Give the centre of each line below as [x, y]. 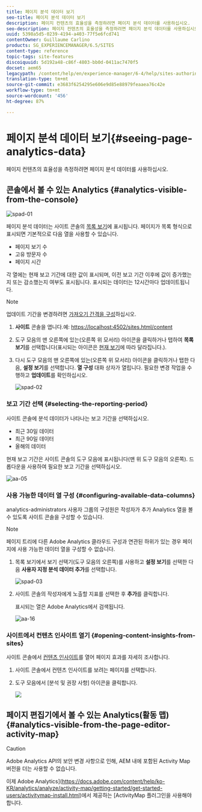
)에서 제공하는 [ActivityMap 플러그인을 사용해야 [136, 795]
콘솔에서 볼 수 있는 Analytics [57, 189]
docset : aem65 [24, 68]
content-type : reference [37, 51]
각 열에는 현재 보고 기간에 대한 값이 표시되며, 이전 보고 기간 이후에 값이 [89, 275]
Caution [16, 749]
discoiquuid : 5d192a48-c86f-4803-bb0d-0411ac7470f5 [72, 62]
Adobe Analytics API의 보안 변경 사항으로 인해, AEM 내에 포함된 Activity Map [98, 761]
